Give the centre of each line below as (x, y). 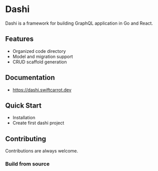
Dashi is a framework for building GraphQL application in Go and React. (79, 23)
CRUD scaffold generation (39, 62)
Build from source (27, 164)
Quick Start (23, 105)
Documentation (30, 78)
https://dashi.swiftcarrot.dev (42, 90)
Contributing (26, 139)
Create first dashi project (38, 123)
